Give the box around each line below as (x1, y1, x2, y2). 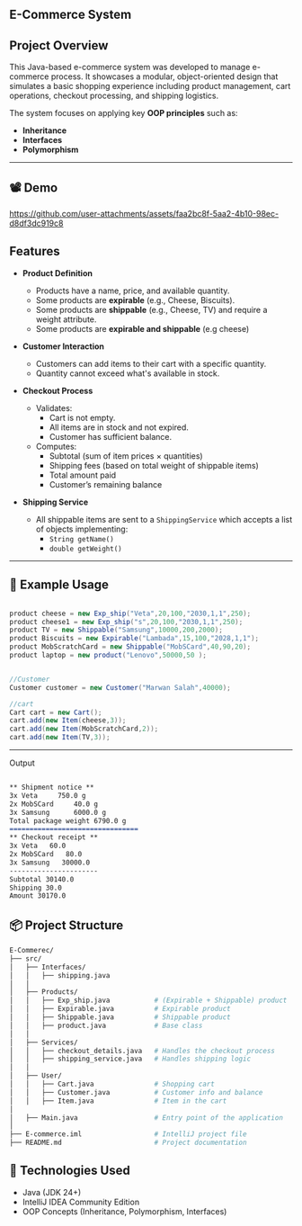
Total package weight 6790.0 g (9, 816, 127, 826)
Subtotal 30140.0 (9, 874, 75, 884)
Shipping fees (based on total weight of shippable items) (49, 460, 259, 470)
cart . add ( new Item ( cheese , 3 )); (9, 716, 127, 725)
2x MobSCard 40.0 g (9, 800, 99, 809)
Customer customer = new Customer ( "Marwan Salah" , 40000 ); (9, 683, 231, 692)
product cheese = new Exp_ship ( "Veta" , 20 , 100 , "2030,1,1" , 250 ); (9, 609, 252, 618)
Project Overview (9, 38, 109, 53)
